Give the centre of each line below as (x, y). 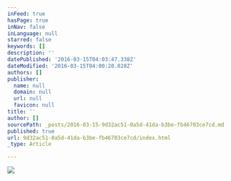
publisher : (23, 79)
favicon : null (34, 105)
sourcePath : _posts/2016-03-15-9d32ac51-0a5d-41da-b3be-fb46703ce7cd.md (116, 125)
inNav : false (26, 27)
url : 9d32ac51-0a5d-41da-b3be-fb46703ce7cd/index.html (89, 138)
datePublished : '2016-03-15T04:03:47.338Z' (72, 60)
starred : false (29, 40)
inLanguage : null (33, 33)
